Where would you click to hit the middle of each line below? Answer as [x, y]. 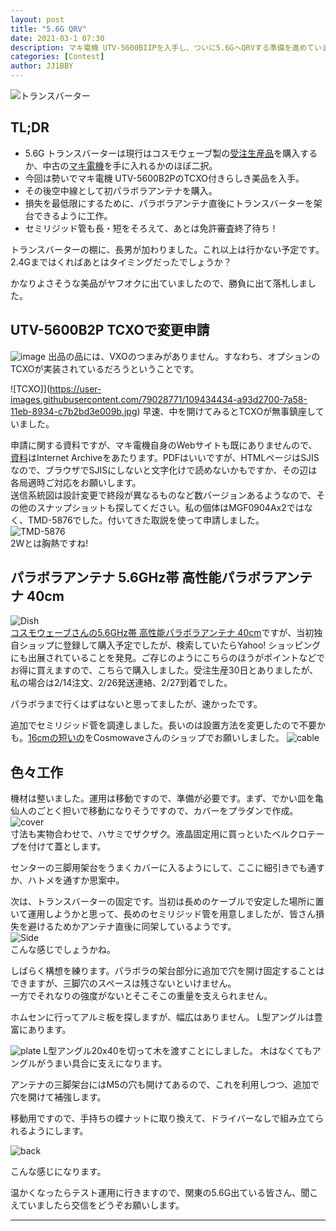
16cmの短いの [56, 738]
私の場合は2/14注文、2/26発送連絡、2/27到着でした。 [121, 683]
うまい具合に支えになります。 [106, 1063]
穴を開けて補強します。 [58, 1097]
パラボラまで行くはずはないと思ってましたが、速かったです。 [136, 704]
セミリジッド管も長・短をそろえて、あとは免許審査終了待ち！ [151, 228]
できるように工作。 [73, 215]
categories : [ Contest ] [57, 57]
